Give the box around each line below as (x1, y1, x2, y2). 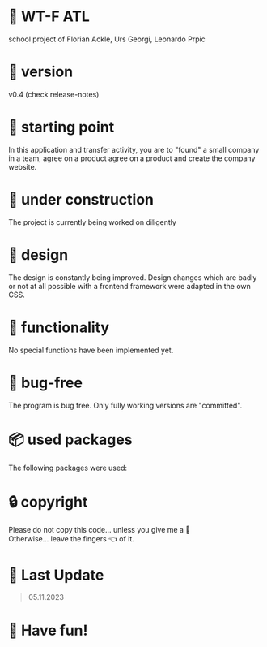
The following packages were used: (8, 463, 128, 472)
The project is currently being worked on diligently (8, 217, 176, 226)
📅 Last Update (8, 566, 104, 584)
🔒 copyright (8, 493, 88, 511)
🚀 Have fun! (8, 621, 88, 640)
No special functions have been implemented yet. (8, 345, 174, 355)
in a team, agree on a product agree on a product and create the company (8, 153, 256, 163)
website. (8, 162, 37, 171)
